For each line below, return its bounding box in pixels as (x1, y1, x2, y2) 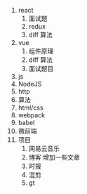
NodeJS (18, 80, 42, 88)
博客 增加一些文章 (28, 153, 80, 161)
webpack (18, 111, 45, 119)
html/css (18, 103, 44, 112)
